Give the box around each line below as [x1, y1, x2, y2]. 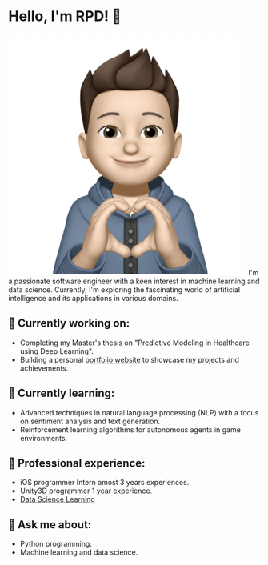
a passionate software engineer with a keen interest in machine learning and [8, 276, 260, 286]
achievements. [19, 363, 69, 373]
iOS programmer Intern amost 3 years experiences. [19, 478, 190, 487]
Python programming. [19, 539, 92, 549]
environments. [19, 433, 68, 443]
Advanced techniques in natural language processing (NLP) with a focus [19, 407, 259, 417]
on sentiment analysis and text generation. [19, 416, 161, 426]
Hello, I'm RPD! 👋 [8, 7, 122, 26]
